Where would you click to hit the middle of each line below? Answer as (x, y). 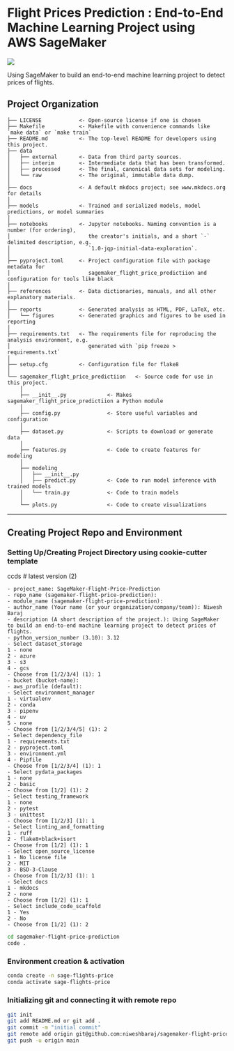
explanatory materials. (42, 297)
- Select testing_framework (48, 796)
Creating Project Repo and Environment (95, 532)
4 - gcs (18, 668)
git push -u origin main (43, 1041)
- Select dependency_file (45, 736)
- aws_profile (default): (45, 687)
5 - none (20, 723)
